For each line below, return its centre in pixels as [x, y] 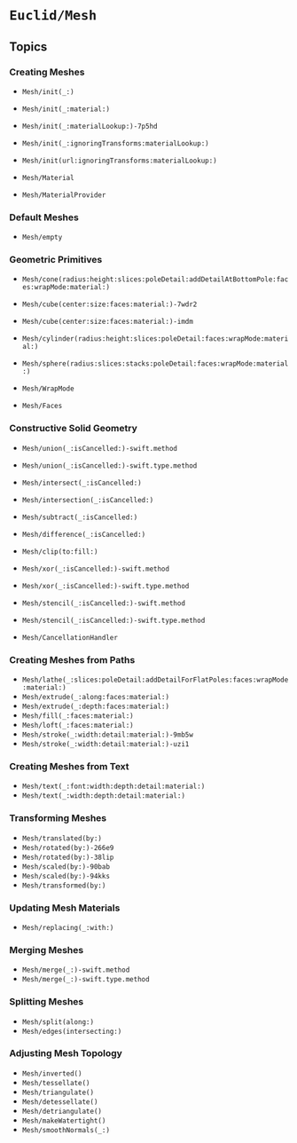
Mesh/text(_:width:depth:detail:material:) [104, 796]
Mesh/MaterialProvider [64, 195]
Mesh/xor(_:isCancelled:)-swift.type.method [106, 586]
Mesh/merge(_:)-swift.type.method [86, 980]
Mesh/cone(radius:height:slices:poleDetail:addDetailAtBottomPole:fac [155, 280]
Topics [28, 47]
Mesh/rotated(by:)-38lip [68, 857]
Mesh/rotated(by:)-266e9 [68, 847]
